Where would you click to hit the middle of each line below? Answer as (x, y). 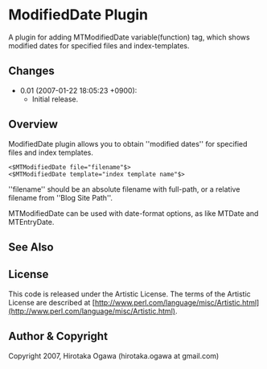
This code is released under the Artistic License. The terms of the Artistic (129, 294)
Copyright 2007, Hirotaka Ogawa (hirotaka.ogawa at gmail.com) (114, 355)
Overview (33, 124)
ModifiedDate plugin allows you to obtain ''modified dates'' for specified (128, 143)
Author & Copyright (58, 336)
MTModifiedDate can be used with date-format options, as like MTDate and (133, 213)
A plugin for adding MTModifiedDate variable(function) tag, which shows (129, 37)
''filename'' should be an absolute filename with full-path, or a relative (124, 189)
